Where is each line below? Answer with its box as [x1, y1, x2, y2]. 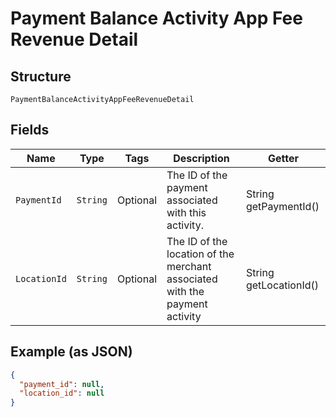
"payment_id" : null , [19, 379, 105, 389]
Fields [10, 122, 50, 139]
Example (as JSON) [10, 343, 133, 361]
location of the [166, 247, 235, 261]
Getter [267, 151, 299, 165]
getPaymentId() [245, 199, 320, 213]
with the [166, 284, 205, 298]
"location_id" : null [19, 388, 105, 399]
